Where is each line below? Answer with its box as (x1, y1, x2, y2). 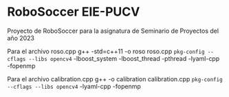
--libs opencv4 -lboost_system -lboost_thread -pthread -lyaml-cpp (28, 54, 220, 62)
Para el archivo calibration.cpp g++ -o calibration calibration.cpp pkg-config (7, 74, 223, 83)
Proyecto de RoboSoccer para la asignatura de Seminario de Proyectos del (7, 27, 219, 35)
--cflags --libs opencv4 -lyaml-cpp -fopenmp (7, 82, 141, 90)
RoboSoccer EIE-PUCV (7, 4, 140, 20)
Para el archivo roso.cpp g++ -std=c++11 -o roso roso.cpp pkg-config (7, 47, 205, 55)
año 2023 (7, 33, 35, 42)
